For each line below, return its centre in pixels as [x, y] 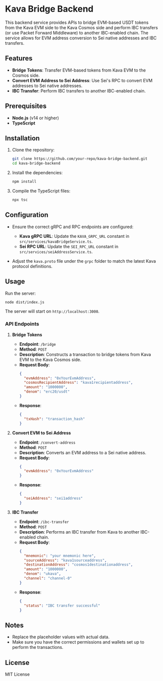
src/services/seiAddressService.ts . [56, 251]
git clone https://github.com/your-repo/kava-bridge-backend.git [80, 159]
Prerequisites [26, 106]
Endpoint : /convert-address [47, 442]
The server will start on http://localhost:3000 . [52, 311]
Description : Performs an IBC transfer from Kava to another [79, 532]
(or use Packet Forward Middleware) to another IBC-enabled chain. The [77, 33]
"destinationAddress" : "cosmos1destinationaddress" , [78, 565]
